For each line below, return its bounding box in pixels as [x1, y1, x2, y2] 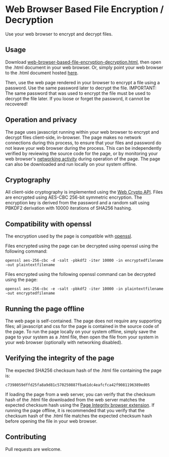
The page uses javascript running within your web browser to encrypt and [5, 129, 159, 135]
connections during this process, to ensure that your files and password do [5, 140, 161, 146]
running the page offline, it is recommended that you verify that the [5, 407, 145, 413]
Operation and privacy [5, 116, 77, 124]
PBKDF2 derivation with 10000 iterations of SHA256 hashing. [5, 205, 132, 211]
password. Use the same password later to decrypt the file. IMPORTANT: [5, 85, 157, 91]
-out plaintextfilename [5, 262, 55, 268]
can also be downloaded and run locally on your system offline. [5, 161, 137, 167]
